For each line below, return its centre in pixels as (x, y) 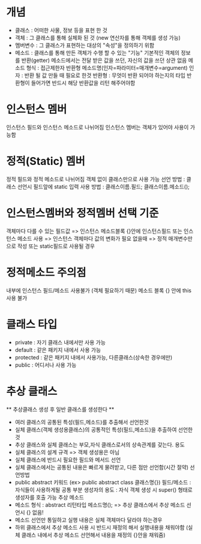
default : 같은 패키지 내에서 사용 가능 (58, 350)
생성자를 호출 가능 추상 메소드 (49, 497)
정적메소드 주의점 (46, 272)
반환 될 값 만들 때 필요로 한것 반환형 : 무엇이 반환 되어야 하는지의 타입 (105, 75)
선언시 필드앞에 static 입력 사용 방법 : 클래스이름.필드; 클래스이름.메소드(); (103, 187)
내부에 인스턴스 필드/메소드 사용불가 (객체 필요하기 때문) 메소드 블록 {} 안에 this (99, 290)
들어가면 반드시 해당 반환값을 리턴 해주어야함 (83, 82)
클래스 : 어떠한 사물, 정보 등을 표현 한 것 (61, 30)
